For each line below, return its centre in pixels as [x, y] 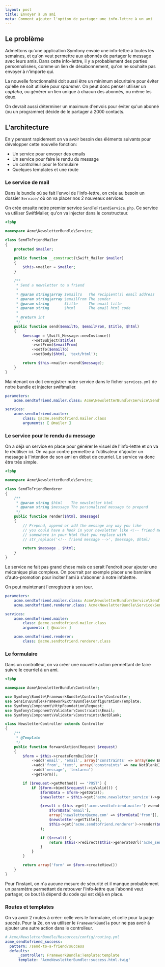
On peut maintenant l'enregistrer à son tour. [49, 587]
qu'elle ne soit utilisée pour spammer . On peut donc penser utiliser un [76, 86]
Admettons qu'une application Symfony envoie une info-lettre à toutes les [80, 51]
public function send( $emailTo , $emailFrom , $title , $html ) [77, 326]
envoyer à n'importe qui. [30, 72]
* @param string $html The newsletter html [64, 503]
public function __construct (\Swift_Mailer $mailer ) [69, 258]
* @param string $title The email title [69, 304]
